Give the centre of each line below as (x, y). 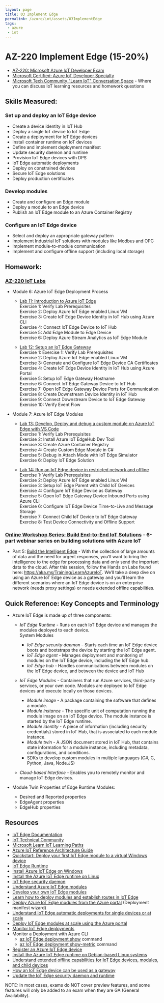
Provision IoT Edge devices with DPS (49, 157)
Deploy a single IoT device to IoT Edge (51, 131)
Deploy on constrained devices (43, 168)
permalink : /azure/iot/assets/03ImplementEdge (54, 19)
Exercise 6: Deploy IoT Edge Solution (57, 460)
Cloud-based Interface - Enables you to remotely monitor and (82, 773)
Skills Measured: (31, 101)
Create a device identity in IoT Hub (47, 126)
